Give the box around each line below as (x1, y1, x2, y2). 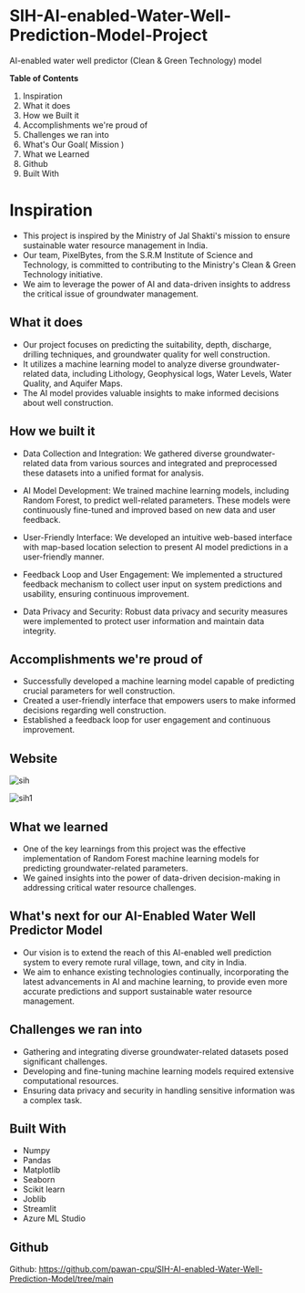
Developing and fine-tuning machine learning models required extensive (22, 1065, 294, 1077)
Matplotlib (22, 1164, 61, 1175)
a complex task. (22, 1094, 83, 1105)
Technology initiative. (22, 268, 103, 279)
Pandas (22, 1155, 52, 1166)
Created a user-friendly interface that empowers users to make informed (22, 695, 296, 706)
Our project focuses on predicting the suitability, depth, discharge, (22, 339, 272, 349)
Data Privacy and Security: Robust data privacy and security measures (22, 606, 289, 617)
